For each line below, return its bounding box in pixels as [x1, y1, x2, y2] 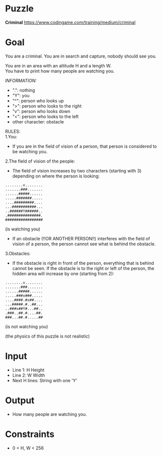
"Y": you [12, 92, 30, 98]
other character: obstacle [12, 118, 64, 124]
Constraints [5, 428, 55, 440]
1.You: [5, 133, 17, 139]
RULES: [5, 128, 21, 134]
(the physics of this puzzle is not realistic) [5, 333, 90, 339]
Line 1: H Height [12, 367, 44, 373]
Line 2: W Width [12, 372, 45, 378]
